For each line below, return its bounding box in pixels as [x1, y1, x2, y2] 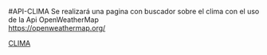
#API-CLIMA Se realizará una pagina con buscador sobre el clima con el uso [8, 7, 260, 16]
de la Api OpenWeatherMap [8, 15, 100, 24]
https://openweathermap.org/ [8, 24, 106, 32]
